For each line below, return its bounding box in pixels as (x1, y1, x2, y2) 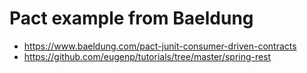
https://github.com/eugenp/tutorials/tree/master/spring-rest (23, 50, 272, 62)
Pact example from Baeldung (9, 7, 254, 30)
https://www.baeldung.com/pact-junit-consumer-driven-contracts (23, 40, 297, 52)
